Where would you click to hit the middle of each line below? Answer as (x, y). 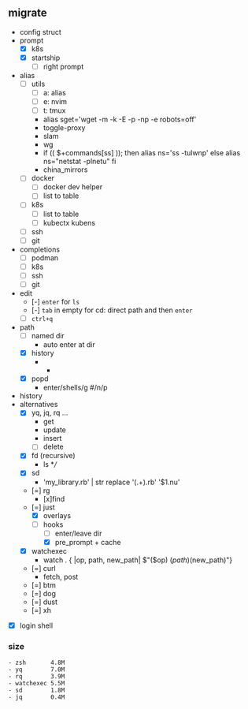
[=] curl (44, 568)
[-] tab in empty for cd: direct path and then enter (112, 310)
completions (40, 249)
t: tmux (54, 110)
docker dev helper (73, 187)
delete (54, 447)
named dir (48, 336)
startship (46, 58)
